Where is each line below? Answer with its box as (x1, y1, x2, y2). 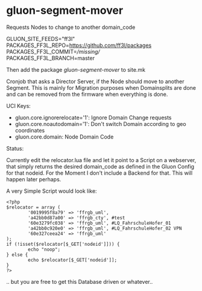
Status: (6, 145, 24, 152)
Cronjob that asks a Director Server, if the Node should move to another (6, 78, 185, 85)
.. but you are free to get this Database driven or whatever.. (6, 278, 153, 285)
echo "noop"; (28, 246, 61, 252)
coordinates (14, 127, 45, 134)
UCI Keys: (6, 102, 31, 109)
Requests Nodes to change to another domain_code (6, 23, 136, 31)
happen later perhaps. (6, 175, 62, 183)
